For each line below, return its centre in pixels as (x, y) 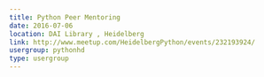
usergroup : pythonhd (47, 50)
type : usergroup (39, 58)
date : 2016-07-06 (41, 26)
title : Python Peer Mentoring (65, 17)
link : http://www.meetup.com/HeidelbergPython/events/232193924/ (132, 42)
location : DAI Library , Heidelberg (77, 34)
